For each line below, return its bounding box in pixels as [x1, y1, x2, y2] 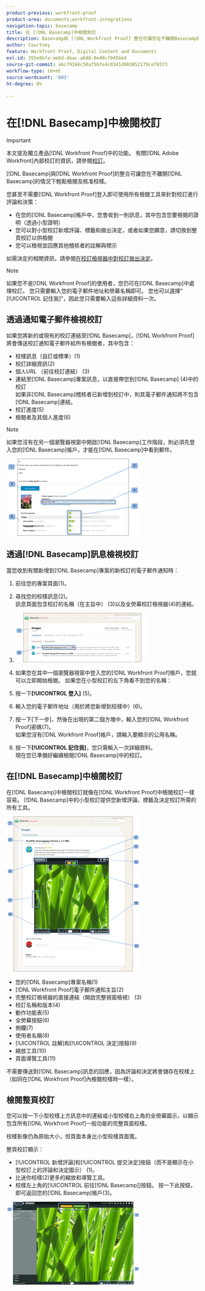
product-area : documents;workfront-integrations [6, 16, 132, 23]
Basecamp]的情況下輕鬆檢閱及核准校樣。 [6, 178, 110, 185]
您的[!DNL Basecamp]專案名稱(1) [15, 978, 98, 986]
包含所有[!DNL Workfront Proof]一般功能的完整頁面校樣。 [6, 1120, 151, 1127]
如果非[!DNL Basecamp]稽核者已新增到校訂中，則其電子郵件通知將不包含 [15, 390, 199, 398]
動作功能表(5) [15, 1009, 50, 1016]
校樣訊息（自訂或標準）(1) [15, 352, 81, 360]
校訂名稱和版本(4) [15, 1001, 61, 1008]
